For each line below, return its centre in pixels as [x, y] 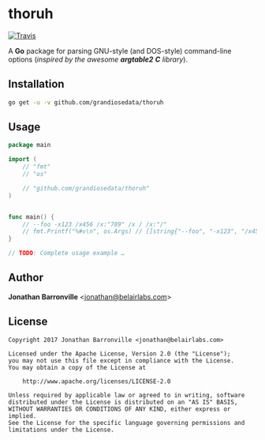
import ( [22, 160]
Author [26, 278]
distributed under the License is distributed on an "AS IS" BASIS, [123, 402]
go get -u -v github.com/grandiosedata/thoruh [86, 102]
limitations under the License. [61, 430]
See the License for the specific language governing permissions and [127, 423]
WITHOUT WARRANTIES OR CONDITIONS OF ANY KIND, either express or [119, 409]
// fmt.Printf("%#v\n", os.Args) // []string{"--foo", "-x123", [130, 231]
